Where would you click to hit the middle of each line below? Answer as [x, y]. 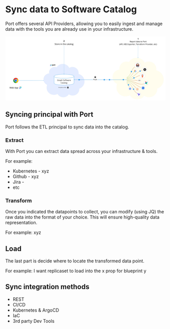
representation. [21, 223]
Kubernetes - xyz [31, 171]
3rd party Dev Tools [34, 321]
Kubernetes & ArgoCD [36, 310]
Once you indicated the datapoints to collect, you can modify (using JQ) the [85, 212]
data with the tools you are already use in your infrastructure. [69, 29]
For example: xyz [23, 233]
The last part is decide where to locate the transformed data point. [75, 261]
